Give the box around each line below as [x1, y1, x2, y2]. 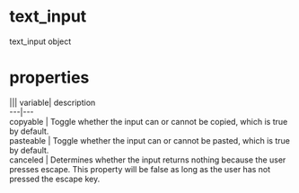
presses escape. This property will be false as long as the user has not [9, 163, 271, 174]
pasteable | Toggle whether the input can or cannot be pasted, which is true [9, 135, 290, 145]
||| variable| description [9, 97, 96, 108]
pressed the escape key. [9, 173, 101, 184]
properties [9, 67, 90, 88]
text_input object [9, 36, 72, 47]
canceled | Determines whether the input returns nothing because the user [9, 154, 286, 165]
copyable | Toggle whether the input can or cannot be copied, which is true [9, 116, 288, 127]
